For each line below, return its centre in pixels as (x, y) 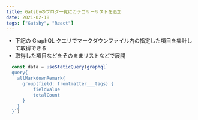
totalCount (46, 95)
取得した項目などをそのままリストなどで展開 (70, 56)
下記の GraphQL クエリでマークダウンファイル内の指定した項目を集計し (103, 41)
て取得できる (31, 48)
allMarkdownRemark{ (41, 79)
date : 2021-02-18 (28, 17)
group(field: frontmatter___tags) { (68, 84)
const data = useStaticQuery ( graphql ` (60, 67)
